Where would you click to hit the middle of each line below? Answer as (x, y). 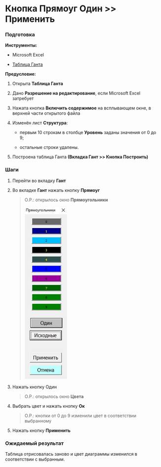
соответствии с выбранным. (35, 459)
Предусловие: (20, 74)
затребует (23, 98)
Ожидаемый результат (34, 443)
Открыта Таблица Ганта (37, 84)
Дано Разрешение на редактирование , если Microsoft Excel (76, 93)
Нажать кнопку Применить (41, 430)
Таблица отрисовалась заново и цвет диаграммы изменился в (71, 454)
